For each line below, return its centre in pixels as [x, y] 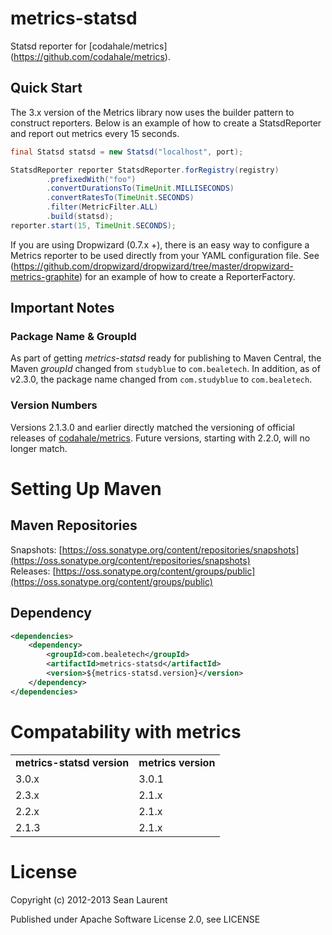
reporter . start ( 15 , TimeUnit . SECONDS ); [93, 225]
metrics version [177, 762]
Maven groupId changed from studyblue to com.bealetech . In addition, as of [165, 369]
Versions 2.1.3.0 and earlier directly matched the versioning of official [152, 427]
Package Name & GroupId [73, 337]
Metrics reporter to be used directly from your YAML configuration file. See [165, 255]
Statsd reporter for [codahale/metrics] [89, 46]
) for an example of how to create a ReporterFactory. [187, 276]
